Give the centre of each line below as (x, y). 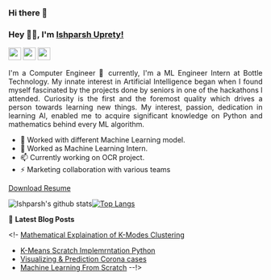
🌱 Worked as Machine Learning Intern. (84, 149)
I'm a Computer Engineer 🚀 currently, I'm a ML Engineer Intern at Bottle (135, 73)
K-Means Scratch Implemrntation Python (88, 251)
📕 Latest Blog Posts (42, 220)
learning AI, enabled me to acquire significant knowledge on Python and (135, 116)
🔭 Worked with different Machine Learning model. (102, 140)
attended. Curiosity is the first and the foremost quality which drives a (135, 99)
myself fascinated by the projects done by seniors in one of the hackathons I (136, 90)
